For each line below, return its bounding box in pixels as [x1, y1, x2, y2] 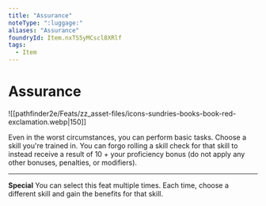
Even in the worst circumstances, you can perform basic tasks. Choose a [8, 132, 247, 142]
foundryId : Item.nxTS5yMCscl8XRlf [8, 33, 123, 42]
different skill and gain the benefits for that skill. [8, 189, 164, 198]
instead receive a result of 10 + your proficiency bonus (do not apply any [8, 149, 245, 158]
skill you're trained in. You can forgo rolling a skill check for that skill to [8, 140, 238, 151]
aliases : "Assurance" [8, 26, 80, 34]
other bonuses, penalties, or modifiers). [8, 158, 137, 167]
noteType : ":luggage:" [8, 19, 83, 27]
